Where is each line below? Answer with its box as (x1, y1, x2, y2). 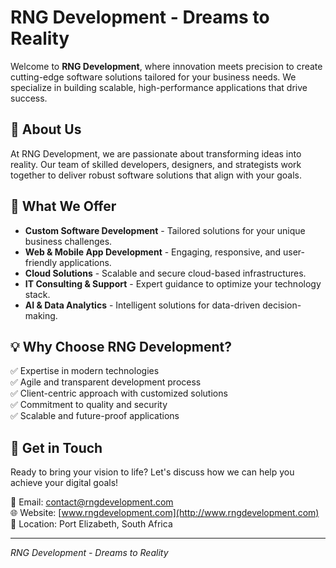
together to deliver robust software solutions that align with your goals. (10, 169, 302, 181)
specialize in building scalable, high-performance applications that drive (10, 81, 308, 93)
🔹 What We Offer (10, 198, 117, 215)
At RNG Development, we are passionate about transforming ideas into (10, 147, 302, 160)
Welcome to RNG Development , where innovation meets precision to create (10, 60, 323, 72)
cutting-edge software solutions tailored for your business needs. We (10, 71, 297, 83)
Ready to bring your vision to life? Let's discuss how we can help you (10, 466, 295, 478)
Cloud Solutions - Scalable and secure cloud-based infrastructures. (24, 267, 307, 279)
